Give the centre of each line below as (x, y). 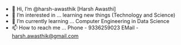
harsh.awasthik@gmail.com (45, 36)
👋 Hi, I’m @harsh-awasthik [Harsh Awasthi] (64, 9)
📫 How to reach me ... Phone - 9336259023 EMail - (75, 28)
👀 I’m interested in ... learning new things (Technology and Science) (93, 15)
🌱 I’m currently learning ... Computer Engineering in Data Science (90, 21)
